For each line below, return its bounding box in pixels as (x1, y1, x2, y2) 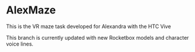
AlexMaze (6, 4, 56, 17)
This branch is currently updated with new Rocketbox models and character (6, 34, 189, 41)
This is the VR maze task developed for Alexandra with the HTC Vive (6, 23, 172, 30)
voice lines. (6, 40, 34, 47)
